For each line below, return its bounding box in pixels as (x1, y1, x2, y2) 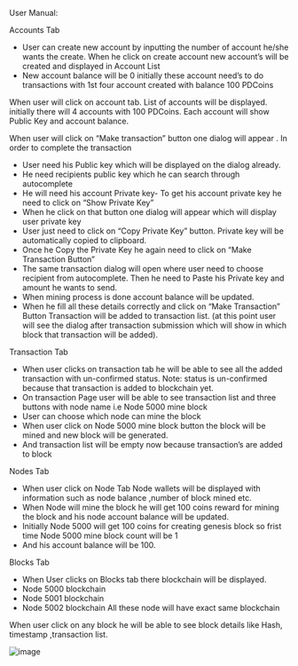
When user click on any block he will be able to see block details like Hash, (9, 620, 283, 630)
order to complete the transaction (9, 142, 132, 153)
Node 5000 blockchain (21, 583, 106, 594)
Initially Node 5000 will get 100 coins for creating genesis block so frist (21, 521, 282, 531)
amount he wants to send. (21, 282, 118, 292)
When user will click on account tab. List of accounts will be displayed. (9, 97, 268, 107)
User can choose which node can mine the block (21, 411, 201, 421)
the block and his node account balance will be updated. (21, 511, 229, 522)
